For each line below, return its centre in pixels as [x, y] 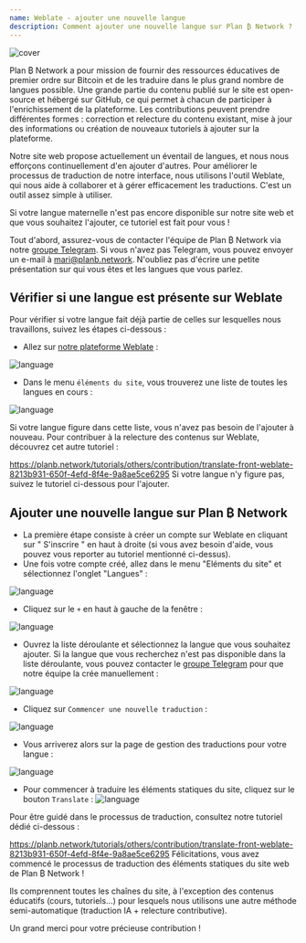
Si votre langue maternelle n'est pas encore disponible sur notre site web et [152, 212]
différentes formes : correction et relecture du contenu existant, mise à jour [151, 119]
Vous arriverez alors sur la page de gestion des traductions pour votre [155, 745]
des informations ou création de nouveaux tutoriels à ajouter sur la [135, 128]
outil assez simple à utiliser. [61, 195]
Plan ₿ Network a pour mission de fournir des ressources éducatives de [145, 70]
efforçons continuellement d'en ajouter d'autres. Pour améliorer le [133, 165]
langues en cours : [58, 392]
